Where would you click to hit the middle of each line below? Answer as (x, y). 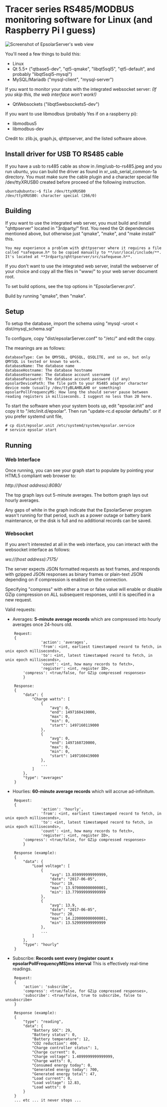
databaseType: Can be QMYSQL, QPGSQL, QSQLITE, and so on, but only (78, 357)
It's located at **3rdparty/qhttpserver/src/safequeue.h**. (69, 257)
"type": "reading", (43, 1022)
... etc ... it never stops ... (48, 1101)
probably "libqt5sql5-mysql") (42, 74)
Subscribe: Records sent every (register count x (63, 958)
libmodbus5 (24, 123)
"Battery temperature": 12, (61, 1039)
